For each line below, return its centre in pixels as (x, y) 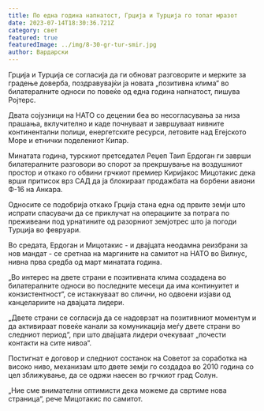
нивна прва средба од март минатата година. (85, 262)
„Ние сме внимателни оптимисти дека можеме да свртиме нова (117, 390)
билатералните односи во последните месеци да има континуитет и (124, 286)
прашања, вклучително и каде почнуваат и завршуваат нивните (116, 124)
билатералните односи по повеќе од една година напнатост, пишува (124, 91)
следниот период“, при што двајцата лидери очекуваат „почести (117, 334)
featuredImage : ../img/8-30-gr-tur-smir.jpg (82, 45)
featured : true (33, 38)
